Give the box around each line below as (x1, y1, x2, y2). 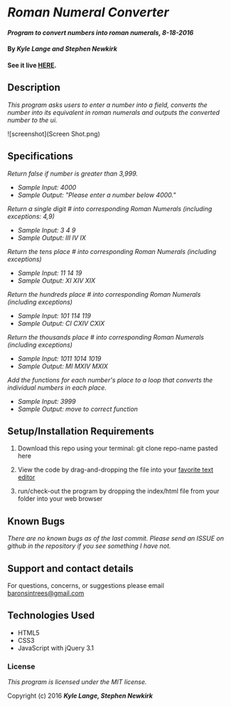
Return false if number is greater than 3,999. (7, 169, 139, 178)
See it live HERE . (7, 61, 57, 69)
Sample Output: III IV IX (17, 233, 87, 242)
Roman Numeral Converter (7, 4, 169, 21)
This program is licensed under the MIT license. (7, 678, 147, 686)
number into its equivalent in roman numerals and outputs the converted (7, 108, 220, 116)
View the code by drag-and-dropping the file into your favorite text (17, 465, 214, 474)
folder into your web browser (17, 494, 103, 503)
